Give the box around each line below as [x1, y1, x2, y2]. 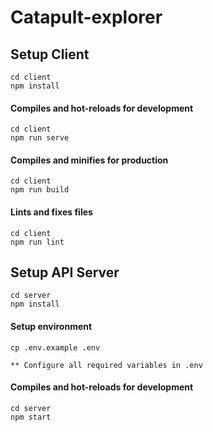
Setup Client [10, 46, 90, 63]
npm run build [10, 185, 70, 195]
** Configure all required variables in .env [10, 360, 203, 370]
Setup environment [10, 321, 93, 333]
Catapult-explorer [10, 6, 163, 29]
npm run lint [10, 237, 65, 247]
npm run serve [10, 133, 70, 143]
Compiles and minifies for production [10, 154, 169, 166]
